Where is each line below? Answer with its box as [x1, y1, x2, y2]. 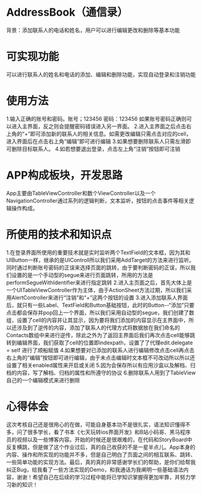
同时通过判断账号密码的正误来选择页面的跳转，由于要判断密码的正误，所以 [6, 264, 191, 271]
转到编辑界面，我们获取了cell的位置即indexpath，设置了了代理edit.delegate [6, 339, 194, 346]
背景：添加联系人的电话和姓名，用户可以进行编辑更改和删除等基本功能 [6, 26, 180, 34]
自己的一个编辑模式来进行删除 [6, 376, 80, 383]
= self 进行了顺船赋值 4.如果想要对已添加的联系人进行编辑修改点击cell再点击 [6, 346, 195, 353]
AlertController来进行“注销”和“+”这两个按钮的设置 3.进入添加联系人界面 [11, 294, 188, 301]
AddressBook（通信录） [6, 5, 128, 19]
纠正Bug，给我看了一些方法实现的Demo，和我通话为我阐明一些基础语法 [6, 466, 183, 473]
